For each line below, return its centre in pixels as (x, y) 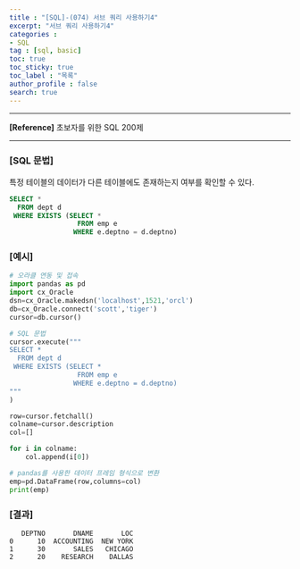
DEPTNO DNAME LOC (77, 533)
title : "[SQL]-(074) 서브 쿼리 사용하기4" (84, 17)
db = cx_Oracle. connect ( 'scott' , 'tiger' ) (83, 309)
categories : (33, 34)
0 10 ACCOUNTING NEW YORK (71, 541)
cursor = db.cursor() (46, 317)
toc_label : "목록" (44, 76)
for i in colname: (43, 449)
